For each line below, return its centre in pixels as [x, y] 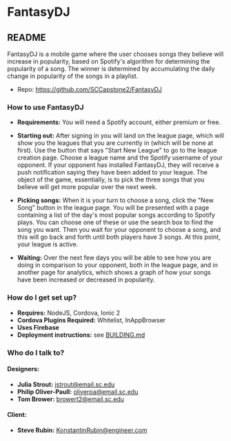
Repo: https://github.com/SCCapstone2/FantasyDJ [89, 89]
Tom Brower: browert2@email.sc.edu [70, 399]
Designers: [23, 369]
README [27, 38]
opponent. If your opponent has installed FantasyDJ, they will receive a [118, 165]
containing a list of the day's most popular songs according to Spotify [116, 215]
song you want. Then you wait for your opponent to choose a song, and [119, 230]
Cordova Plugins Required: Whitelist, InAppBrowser [91, 320]
